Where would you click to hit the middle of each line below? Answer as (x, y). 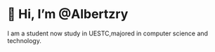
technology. (25, 40)
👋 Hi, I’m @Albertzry (68, 14)
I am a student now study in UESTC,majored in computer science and (108, 33)
